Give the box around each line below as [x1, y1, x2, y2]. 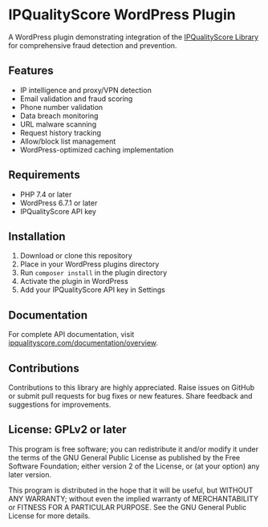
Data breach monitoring [19, 111, 99, 120]
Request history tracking [19, 128, 102, 137]
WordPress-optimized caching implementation [19, 144, 174, 154]
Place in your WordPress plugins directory [19, 259, 160, 270]
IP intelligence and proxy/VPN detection [19, 85, 152, 95]
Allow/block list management [19, 136, 116, 146]
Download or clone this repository [19, 251, 132, 261]
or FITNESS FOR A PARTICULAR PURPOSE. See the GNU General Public [8, 502, 247, 512]
